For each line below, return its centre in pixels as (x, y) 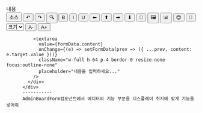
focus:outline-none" (32, 65)
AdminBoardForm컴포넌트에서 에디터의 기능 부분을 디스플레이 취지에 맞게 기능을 (108, 99)
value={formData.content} (71, 44)
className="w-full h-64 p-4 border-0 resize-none (102, 60)
